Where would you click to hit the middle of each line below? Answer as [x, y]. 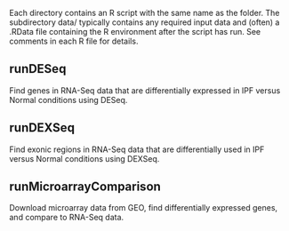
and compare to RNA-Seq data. [67, 218]
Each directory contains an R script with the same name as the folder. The [144, 13]
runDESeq [38, 69]
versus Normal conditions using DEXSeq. [84, 158]
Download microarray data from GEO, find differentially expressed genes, [144, 208]
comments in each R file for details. [74, 41]
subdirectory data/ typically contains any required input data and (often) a [144, 22]
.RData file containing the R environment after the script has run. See [135, 32]
